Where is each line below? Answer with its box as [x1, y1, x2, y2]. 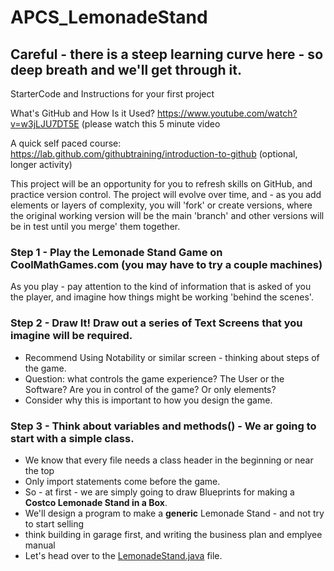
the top [24, 464, 55, 476]
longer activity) [10, 159, 73, 170]
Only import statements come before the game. [24, 475, 221, 487]
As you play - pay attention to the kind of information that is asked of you [10, 281, 312, 293]
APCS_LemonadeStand [10, 6, 208, 29]
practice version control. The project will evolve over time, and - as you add [10, 189, 322, 200]
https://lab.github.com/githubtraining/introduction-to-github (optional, [10, 148, 298, 160]
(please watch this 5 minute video [81, 118, 221, 130]
